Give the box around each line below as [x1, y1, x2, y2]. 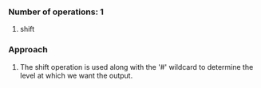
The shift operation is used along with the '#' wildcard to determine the [19, 62, 254, 71]
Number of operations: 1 [8, 6, 104, 17]
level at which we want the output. [19, 71, 133, 80]
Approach [8, 44, 48, 55]
